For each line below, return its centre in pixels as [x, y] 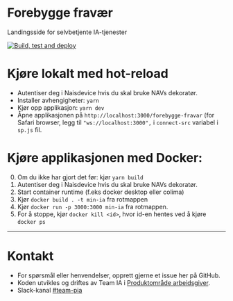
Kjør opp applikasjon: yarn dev [61, 107]
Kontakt [31, 256]
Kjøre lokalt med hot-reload [88, 74]
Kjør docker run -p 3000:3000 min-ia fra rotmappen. [93, 206]
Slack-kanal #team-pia [50, 290]
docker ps [32, 222]
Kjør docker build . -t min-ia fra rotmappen [82, 199]
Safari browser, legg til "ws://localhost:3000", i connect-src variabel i [118, 122]
